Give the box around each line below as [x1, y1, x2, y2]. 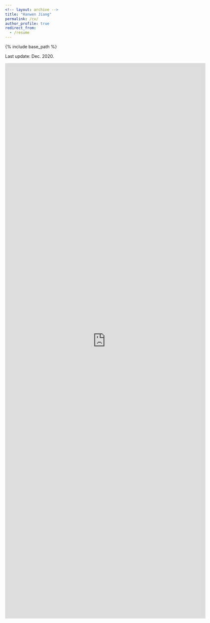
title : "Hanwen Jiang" [5, 12, 52, 17]
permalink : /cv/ [5, 16, 38, 21]
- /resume [9, 30, 30, 35]
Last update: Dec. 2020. [5, 53, 54, 59]
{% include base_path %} [5, 44, 57, 49]
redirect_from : [5, 26, 36, 31]
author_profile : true [5, 21, 50, 26]
